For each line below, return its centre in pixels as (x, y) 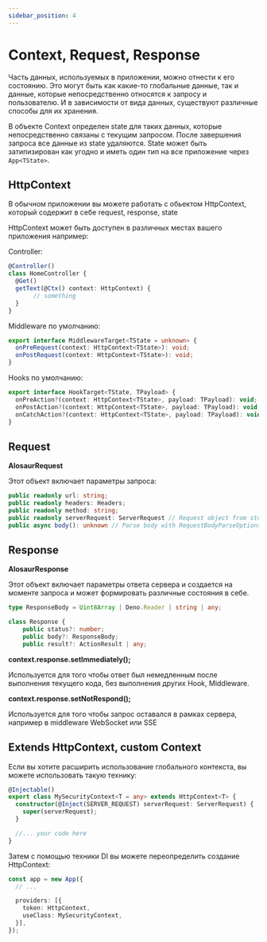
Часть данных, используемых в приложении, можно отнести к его (122, 77)
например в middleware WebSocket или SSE (83, 722)
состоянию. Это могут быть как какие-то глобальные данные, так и (124, 85)
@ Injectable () (32, 789)
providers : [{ (39, 901)
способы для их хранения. (53, 110)
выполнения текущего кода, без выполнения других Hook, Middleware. (129, 683)
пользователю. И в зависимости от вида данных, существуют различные (133, 102)
